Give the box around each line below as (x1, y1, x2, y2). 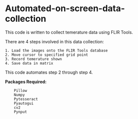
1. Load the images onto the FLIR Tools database (5, 48, 108, 53)
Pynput (14, 109, 27, 114)
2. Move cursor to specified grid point (5, 52, 89, 57)
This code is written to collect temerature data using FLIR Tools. (5, 29, 133, 35)
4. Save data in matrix (5, 61, 54, 66)
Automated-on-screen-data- (5, 3, 125, 14)
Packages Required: (5, 79, 47, 85)
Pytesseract (14, 97, 38, 102)
